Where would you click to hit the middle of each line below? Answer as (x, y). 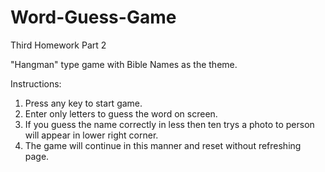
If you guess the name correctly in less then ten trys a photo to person (169, 124)
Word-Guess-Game (93, 17)
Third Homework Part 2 (58, 45)
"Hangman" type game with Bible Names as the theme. (124, 64)
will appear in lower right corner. (91, 135)
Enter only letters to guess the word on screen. (121, 113)
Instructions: (36, 83)
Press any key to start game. (83, 103)
